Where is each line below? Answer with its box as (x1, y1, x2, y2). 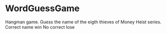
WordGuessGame (5, 3, 80, 14)
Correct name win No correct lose (5, 24, 75, 30)
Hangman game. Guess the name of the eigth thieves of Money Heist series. (5, 19, 162, 25)
